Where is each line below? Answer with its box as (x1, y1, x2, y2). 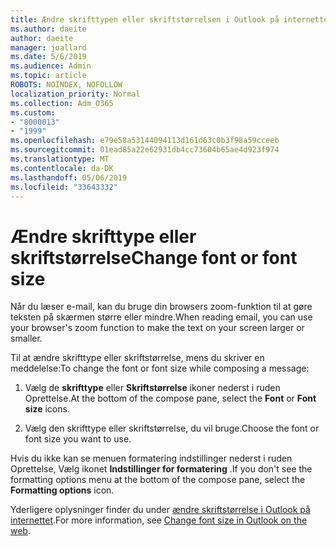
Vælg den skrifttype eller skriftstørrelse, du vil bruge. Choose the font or (24, 422, 320, 435)
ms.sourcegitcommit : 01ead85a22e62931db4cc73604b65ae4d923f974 (10, 145, 280, 155)
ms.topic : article (10, 71, 87, 81)
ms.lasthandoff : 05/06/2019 (10, 172, 128, 183)
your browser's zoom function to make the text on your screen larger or (10, 322, 305, 334)
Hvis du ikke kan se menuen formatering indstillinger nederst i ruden (10, 452, 293, 465)
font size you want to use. (24, 433, 132, 445)
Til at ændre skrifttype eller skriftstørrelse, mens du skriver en (10, 352, 265, 364)
